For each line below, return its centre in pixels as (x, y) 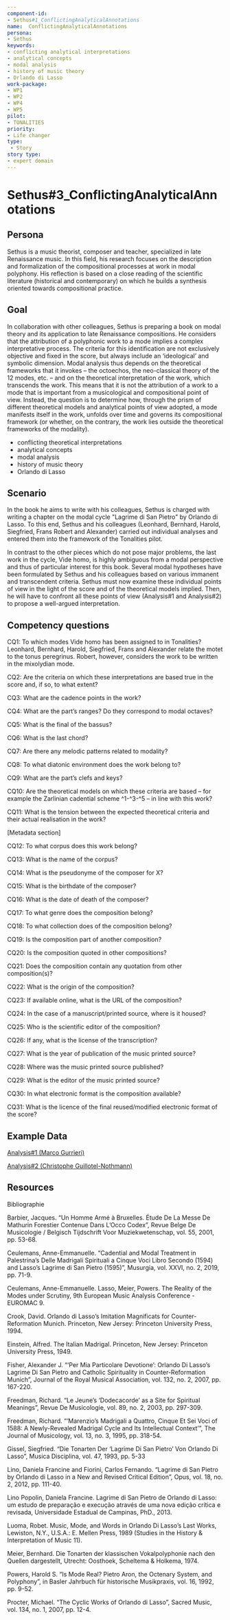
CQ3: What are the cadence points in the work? (74, 698)
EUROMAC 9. (26, 1302)
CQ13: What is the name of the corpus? (62, 859)
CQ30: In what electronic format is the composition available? (94, 1094)
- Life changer (29, 135)
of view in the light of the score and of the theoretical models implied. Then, (114, 589)
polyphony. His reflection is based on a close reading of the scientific (105, 274)
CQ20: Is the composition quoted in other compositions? (87, 953)
